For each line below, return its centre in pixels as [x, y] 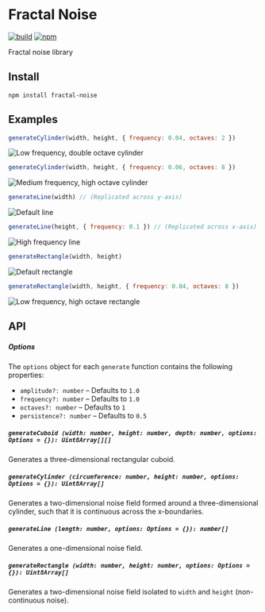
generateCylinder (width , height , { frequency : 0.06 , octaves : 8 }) [122, 167]
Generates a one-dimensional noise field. [75, 548]
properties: [26, 375]
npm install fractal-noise [53, 95]
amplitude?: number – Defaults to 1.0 [80, 391]
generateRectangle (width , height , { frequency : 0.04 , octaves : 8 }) [124, 286]
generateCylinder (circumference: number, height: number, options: [124, 477]
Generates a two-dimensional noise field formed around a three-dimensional [133, 503]
